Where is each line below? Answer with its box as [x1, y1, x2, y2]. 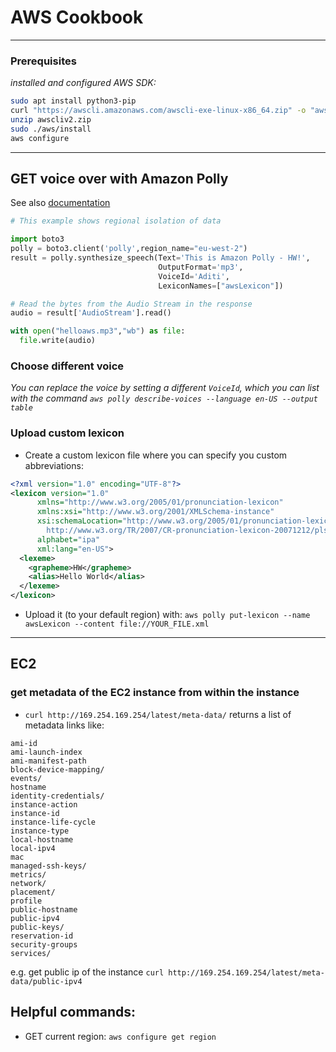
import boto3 [10, 234, 65, 245]
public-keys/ [10, 922, 65, 932]
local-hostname [10, 834, 74, 845]
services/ [10, 948, 52, 958]
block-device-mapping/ [10, 764, 105, 775]
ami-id [10, 738, 38, 748]
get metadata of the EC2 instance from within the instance [10, 686, 300, 700]
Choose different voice [10, 359, 125, 373]
